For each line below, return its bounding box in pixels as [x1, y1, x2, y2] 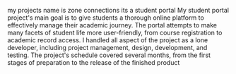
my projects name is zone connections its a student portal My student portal [7, 6, 230, 14]
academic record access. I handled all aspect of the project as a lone [7, 36, 208, 44]
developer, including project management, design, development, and [7, 44, 208, 51]
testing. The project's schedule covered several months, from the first [7, 51, 211, 59]
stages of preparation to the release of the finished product [7, 58, 180, 66]
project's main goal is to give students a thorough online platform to [7, 13, 205, 22]
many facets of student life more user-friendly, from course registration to [7, 28, 223, 37]
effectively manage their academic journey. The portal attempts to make [7, 21, 218, 29]
